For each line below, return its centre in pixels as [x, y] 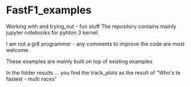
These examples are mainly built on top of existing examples [79, 61]
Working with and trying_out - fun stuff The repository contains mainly [91, 26]
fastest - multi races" [32, 79]
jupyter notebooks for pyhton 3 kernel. [53, 32]
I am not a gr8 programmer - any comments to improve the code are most [95, 44]
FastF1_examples [49, 10]
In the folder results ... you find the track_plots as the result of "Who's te [93, 72]
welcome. [18, 50]
